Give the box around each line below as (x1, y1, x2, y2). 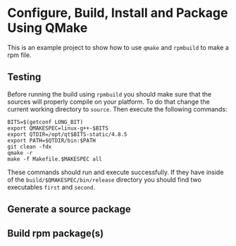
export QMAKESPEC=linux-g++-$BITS (7, 125, 109, 132)
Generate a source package (7, 203, 132, 216)
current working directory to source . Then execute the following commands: (7, 104, 228, 113)
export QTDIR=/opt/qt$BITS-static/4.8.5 (7, 130, 128, 138)
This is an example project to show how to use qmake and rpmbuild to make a (7, 43, 229, 51)
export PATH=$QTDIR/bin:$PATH (7, 137, 97, 144)
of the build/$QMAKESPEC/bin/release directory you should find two (7, 175, 202, 184)
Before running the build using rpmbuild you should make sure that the (7, 90, 212, 98)
